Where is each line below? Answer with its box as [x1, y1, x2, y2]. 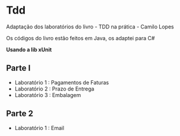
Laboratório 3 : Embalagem [14, 91, 81, 98]
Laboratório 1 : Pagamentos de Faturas [14, 79, 110, 86]
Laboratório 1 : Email [14, 124, 65, 131]
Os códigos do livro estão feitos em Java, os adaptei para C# [6, 34, 155, 41]
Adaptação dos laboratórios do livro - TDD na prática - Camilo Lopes [6, 23, 174, 30]
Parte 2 [6, 109, 34, 119]
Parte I [6, 63, 31, 73]
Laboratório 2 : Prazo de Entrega [14, 85, 95, 92]
